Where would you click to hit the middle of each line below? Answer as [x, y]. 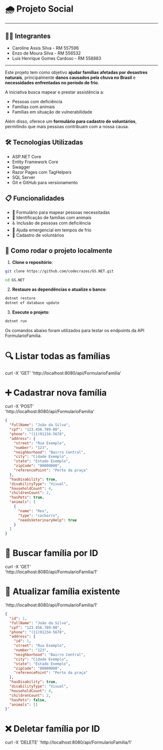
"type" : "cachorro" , [39, 516]
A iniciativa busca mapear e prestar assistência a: [55, 92]
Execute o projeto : [31, 312]
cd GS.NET [15, 280]
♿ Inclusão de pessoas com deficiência [51, 223]
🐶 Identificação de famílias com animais [52, 218]
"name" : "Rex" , [33, 511]
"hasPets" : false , [28, 700]
